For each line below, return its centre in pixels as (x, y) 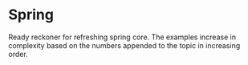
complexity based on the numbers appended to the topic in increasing (124, 45)
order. (18, 54)
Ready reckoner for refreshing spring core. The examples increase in (122, 37)
